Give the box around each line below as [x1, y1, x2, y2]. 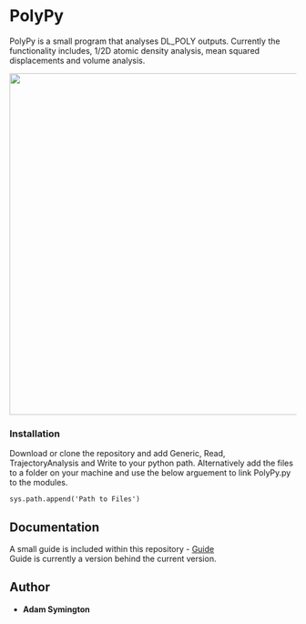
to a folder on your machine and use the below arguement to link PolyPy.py [9, 467, 291, 478]
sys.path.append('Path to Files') [9, 495, 141, 504]
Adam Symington [22, 603, 90, 615]
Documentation [9, 519, 100, 535]
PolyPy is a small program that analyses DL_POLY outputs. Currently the [9, 36, 280, 46]
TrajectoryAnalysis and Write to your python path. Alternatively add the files [9, 457, 294, 469]
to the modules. [9, 477, 68, 488]
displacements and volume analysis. [9, 55, 146, 66]
